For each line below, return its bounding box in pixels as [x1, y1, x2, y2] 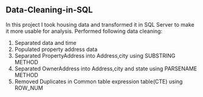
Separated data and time [14, 39, 77, 46]
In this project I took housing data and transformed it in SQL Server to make [5, 21, 195, 28]
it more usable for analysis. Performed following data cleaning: [5, 27, 162, 35]
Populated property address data [14, 45, 98, 53]
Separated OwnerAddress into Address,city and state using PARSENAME [14, 65, 198, 72]
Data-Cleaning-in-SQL [5, 5, 93, 15]
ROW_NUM [14, 84, 43, 92]
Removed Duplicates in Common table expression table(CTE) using [14, 78, 183, 85]
